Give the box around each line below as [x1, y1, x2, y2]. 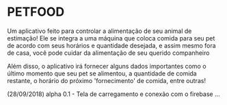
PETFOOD [7, 4, 65, 20]
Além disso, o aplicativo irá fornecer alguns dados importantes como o [7, 62, 206, 70]
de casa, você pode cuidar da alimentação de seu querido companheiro [7, 49, 210, 57]
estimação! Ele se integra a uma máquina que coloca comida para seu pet [7, 34, 215, 42]
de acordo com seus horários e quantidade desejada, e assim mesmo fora [7, 41, 217, 49]
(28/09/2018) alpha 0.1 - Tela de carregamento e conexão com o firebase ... [7, 90, 220, 98]
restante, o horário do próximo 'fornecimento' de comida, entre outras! [7, 76, 206, 84]
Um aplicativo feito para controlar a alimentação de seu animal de [7, 27, 192, 35]
